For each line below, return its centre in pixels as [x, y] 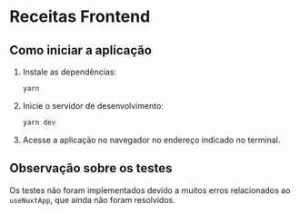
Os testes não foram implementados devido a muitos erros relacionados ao [150, 190]
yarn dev [39, 122]
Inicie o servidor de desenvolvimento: [93, 105]
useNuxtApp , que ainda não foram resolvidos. [92, 199]
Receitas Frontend [80, 17]
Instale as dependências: [69, 72]
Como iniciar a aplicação [81, 50]
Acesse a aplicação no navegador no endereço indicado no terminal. [151, 140]
